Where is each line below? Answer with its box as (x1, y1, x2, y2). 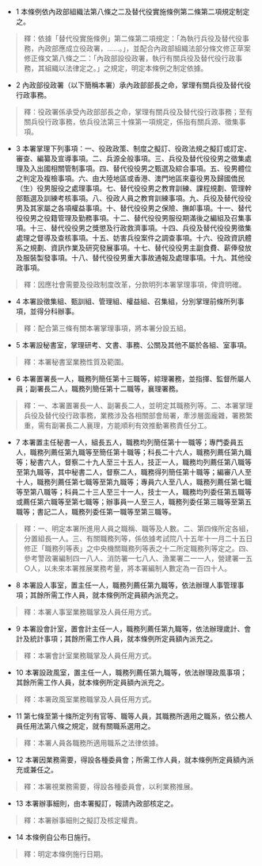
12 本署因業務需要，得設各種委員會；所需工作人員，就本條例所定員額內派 (15, 755, 254, 764)
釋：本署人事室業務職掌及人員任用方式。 (23, 607, 156, 617)
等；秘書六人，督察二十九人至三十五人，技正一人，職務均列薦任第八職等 (15, 457, 252, 467)
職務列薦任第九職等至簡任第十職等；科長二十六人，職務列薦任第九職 (29, 448, 252, 456)
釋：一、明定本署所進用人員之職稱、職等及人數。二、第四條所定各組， (23, 524, 253, 533)
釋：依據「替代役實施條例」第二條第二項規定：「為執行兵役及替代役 (23, 34, 243, 43)
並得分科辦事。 (29, 306, 79, 316)
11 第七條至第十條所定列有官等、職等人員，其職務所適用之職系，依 (15, 711, 232, 721)
